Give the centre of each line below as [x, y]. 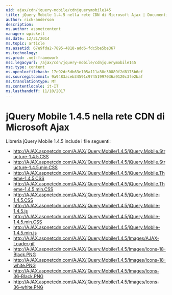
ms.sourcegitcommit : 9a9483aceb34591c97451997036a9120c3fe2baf [75, 77]
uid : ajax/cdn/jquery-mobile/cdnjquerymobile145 [58, 10]
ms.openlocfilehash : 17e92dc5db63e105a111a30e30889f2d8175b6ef [75, 72]
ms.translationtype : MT [31, 81]
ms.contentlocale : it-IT [32, 86]
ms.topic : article [25, 44]
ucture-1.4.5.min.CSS [35, 167]
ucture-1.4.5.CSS [31, 157]
